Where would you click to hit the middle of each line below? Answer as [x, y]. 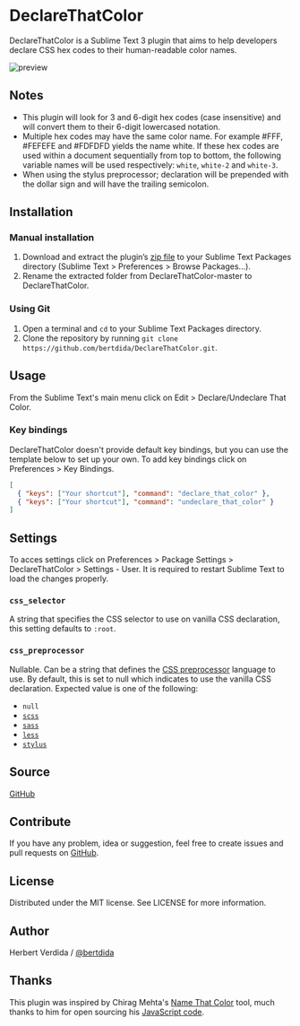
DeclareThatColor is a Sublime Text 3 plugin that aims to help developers [143, 40]
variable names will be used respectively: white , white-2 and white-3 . [150, 165]
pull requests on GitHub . [54, 853]
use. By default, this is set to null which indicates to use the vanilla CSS [140, 679]
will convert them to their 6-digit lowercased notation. [121, 126]
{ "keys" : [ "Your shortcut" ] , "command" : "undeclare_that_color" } [146, 502]
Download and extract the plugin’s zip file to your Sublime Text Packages [157, 257]
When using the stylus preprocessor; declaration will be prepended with [155, 174]
